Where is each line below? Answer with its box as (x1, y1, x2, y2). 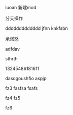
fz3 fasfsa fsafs (5, 85, 38, 91)
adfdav (5, 46, 20, 52)
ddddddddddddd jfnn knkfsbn (5, 25, 68, 31)
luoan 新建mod (5, 5, 36, 10)
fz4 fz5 (5, 95, 21, 101)
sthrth (5, 56, 18, 62)
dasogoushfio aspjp (5, 75, 47, 81)
